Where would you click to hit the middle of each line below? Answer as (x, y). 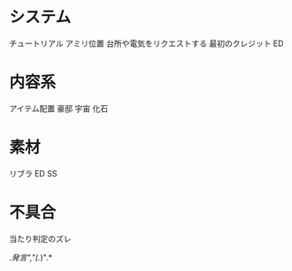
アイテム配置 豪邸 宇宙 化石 (59, 108)
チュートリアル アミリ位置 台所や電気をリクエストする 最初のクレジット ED (146, 43)
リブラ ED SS (33, 173)
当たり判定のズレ (40, 238)
